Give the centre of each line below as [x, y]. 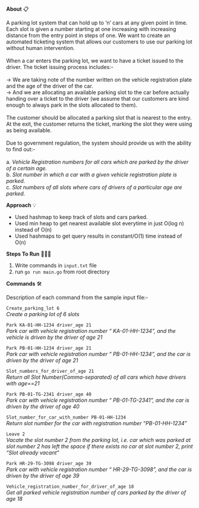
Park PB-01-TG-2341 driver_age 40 [49, 394]
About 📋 [18, 9]
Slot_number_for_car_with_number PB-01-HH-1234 [66, 417]
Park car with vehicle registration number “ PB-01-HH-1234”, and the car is [99, 354]
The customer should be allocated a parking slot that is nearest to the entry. [99, 118]
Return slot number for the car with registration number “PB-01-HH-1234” [97, 423]
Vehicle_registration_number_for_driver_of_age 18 [70, 487]
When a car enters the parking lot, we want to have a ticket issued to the [95, 61]
